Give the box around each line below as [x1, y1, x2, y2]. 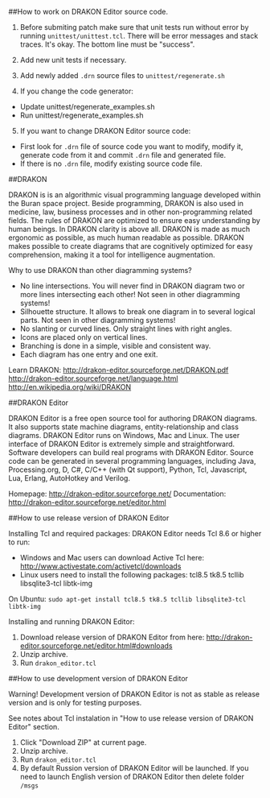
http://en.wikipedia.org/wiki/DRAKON [8, 382, 132, 391]
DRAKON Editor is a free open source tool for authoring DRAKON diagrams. [8, 414, 257, 423]
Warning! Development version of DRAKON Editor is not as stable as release [8, 689, 260, 699]
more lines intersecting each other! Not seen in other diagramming [19, 290, 240, 299]
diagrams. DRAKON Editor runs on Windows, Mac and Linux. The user [8, 431, 240, 440]
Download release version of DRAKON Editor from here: [19, 632, 205, 642]
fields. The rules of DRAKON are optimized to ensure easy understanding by [8, 216, 261, 225]
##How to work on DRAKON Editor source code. [8, 7, 169, 16]
